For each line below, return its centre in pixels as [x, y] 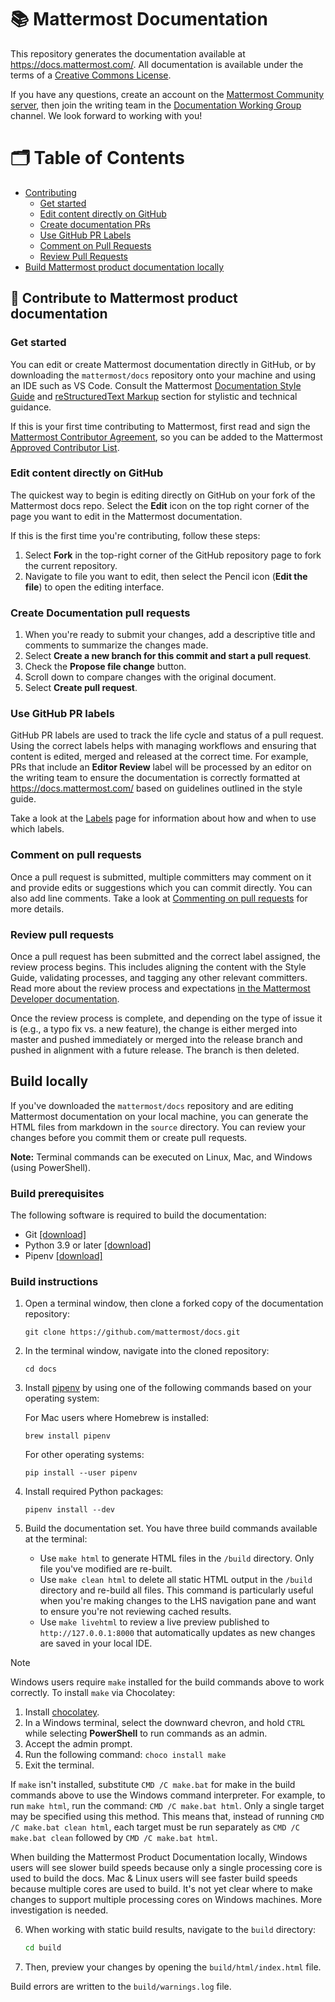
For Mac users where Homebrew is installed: [116, 1418]
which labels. [37, 829]
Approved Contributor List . [65, 447]
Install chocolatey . [62, 1712]
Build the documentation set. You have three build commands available [171, 1528]
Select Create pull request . [81, 688]
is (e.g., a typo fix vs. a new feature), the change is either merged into [154, 1029]
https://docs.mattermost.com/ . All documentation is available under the [157, 64]
